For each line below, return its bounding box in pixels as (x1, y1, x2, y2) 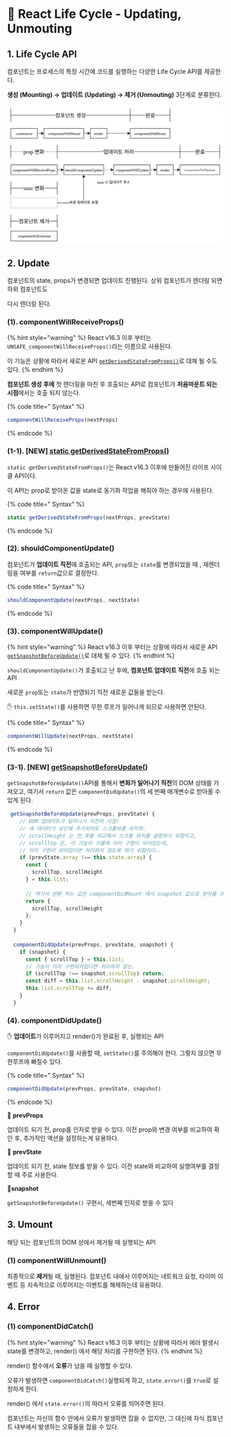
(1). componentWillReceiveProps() (7, 317, 124, 327)
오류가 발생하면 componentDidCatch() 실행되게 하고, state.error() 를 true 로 (7, 1376, 212, 1384)
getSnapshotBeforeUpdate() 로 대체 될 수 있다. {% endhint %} (7, 651, 175, 659)
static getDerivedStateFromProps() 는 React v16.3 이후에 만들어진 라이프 (7, 462, 210, 471)
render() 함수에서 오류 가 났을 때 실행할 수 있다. (7, 1361, 133, 1370)
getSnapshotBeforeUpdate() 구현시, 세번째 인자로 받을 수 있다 (7, 1198, 174, 1206)
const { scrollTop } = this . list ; (25, 956, 125, 963)
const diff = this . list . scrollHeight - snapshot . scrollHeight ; (25, 977, 211, 985)
